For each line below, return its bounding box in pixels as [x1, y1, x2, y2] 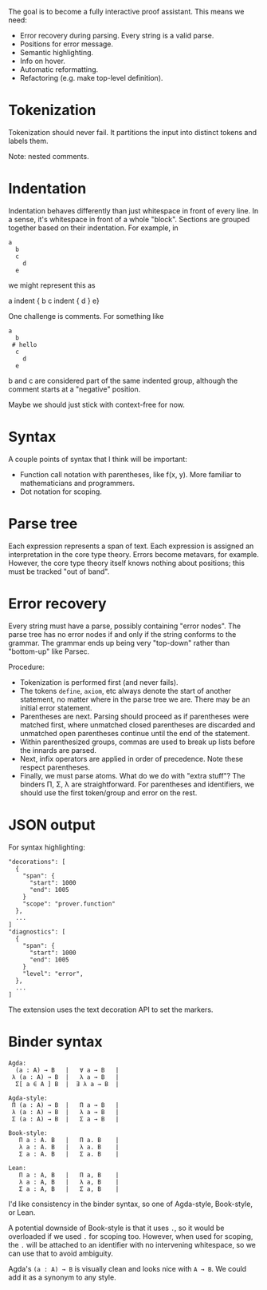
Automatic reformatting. [19, 65, 99, 74]
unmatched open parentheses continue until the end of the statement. [19, 728, 250, 738]
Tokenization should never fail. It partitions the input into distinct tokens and [8, 127, 257, 137]
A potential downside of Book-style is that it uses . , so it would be [8, 1223, 225, 1232]
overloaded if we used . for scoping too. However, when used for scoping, [8, 1231, 253, 1241]
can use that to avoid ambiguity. [8, 1248, 114, 1258]
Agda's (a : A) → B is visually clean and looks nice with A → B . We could [8, 1264, 247, 1273]
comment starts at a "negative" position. [8, 384, 141, 394]
